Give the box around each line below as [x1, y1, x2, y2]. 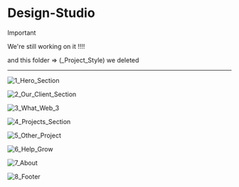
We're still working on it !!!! [7, 42, 85, 50]
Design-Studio [7, 5, 95, 21]
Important [7, 28, 36, 37]
